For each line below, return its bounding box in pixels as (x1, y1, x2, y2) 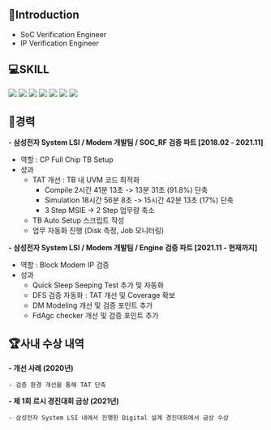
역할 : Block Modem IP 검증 (19, 260, 110, 270)
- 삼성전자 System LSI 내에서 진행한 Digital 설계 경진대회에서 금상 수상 (8, 414, 229, 422)
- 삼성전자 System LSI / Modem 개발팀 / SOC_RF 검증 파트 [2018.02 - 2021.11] (8, 138, 264, 147)
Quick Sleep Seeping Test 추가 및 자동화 (32, 280, 165, 290)
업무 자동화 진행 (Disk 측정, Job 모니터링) (32, 226, 165, 236)
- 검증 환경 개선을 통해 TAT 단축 (8, 381, 106, 390)
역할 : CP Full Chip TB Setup (19, 155, 114, 164)
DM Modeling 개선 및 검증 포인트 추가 (32, 300, 153, 310)
